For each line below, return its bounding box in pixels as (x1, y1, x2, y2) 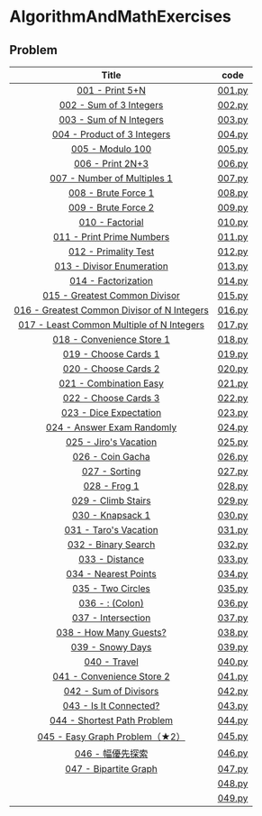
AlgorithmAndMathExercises (9, 6, 232, 27)
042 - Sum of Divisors (63, 685, 159, 697)
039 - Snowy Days (70, 641, 152, 653)
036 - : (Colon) (78, 597, 144, 610)
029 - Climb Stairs (71, 494, 151, 507)
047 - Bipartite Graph (65, 763, 158, 775)
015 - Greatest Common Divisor (42, 289, 180, 301)
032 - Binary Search (67, 538, 156, 551)
